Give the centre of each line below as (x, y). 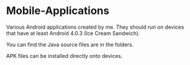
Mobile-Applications (58, 11)
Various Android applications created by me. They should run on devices (95, 27)
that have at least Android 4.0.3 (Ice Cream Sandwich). (73, 33)
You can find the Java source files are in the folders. (70, 45)
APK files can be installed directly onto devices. (64, 56)
